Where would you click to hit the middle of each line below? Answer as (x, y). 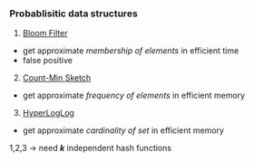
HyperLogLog (49, 113)
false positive (47, 61)
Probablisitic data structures (73, 14)
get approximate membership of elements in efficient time (131, 51)
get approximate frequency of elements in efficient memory (134, 95)
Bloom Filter (45, 33)
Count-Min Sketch (57, 78)
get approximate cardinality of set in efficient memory (123, 130)
